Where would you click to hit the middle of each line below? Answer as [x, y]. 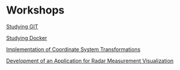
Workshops [35, 10]
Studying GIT [22, 26]
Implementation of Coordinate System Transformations [73, 49]
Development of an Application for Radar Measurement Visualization [90, 61]
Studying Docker [27, 38]
